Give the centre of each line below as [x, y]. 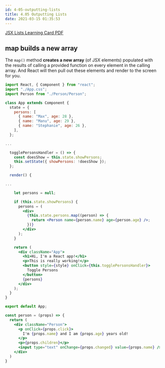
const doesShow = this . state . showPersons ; [58, 157]
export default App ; [26, 307]
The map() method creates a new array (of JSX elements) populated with [79, 60]
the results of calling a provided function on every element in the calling [78, 65]
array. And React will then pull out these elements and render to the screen [81, 71]
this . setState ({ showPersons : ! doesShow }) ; [60, 162]
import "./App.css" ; [26, 90]
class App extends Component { [37, 103]
